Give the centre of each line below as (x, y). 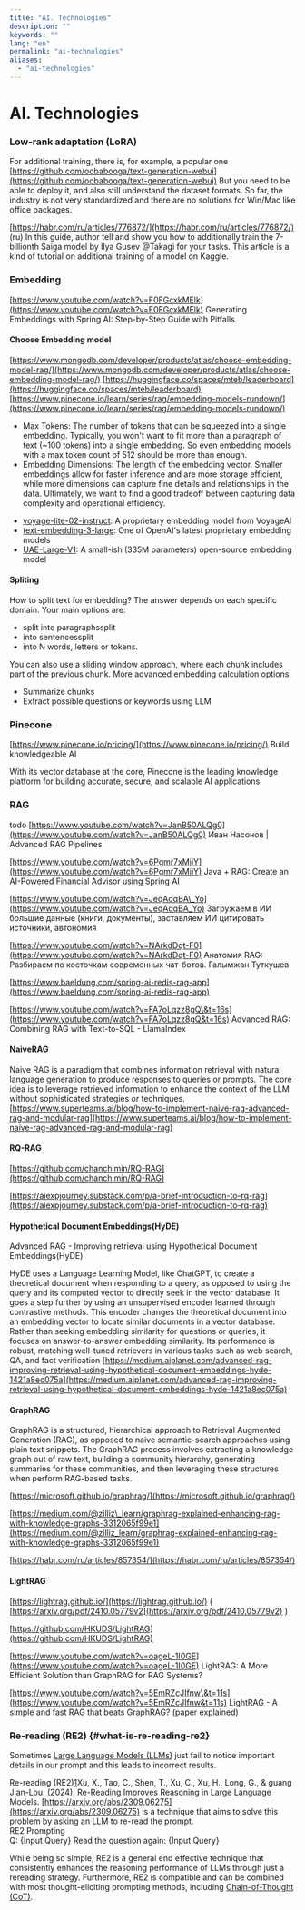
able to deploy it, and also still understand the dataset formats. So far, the (147, 191)
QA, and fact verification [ (58, 1361)
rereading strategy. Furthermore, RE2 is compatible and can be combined (147, 1877)
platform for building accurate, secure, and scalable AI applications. (136, 781)
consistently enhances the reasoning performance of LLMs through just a (147, 1867)
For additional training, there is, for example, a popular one (119, 162)
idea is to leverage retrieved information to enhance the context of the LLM (150, 1089)
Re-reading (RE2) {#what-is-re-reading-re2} (110, 1736)
